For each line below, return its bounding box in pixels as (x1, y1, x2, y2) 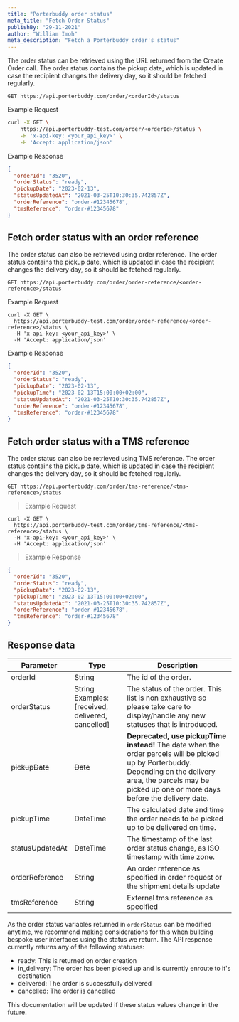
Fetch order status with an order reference (7, 232, 199, 244)
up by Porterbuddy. (127, 757, 192, 767)
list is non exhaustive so (127, 693, 207, 703)
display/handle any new (127, 710, 206, 720)
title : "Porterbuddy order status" (7, 10, 113, 18)
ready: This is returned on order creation (17, 956, 137, 964)
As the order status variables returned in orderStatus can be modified (7, 920, 212, 928)
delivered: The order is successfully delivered (17, 979, 152, 987)
